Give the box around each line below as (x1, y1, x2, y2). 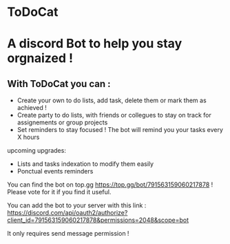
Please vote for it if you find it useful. (7, 188, 112, 196)
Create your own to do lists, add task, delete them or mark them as (17, 96, 207, 104)
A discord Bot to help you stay (7, 36, 182, 52)
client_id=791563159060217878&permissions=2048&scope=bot (7, 216, 189, 225)
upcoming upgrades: (7, 147, 67, 155)
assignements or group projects (17, 118, 108, 126)
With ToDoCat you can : (7, 77, 111, 90)
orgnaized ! (7, 50, 74, 66)
